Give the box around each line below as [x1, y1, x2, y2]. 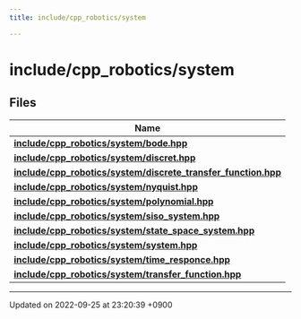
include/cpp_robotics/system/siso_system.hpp [13, 210, 220, 222]
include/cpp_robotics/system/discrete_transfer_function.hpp [13, 166, 282, 178]
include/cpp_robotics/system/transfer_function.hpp [13, 268, 242, 280]
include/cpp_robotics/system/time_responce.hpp [13, 253, 231, 265]
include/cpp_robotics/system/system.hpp [13, 238, 198, 251]
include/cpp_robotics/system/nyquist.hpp [13, 180, 199, 193]
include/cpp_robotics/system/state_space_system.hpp [13, 224, 255, 237]
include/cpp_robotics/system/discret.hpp [13, 151, 196, 164]
